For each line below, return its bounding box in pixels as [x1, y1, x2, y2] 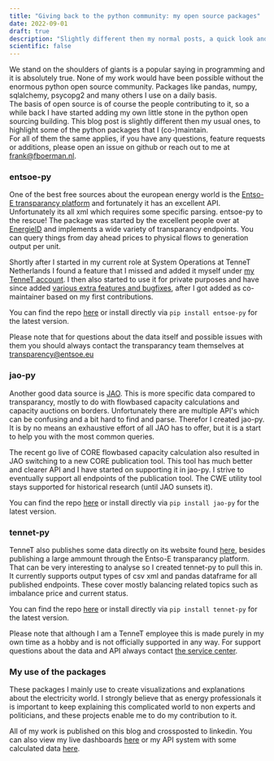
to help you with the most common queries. [9, 431, 155, 441]
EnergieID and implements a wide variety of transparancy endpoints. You [9, 225, 254, 234]
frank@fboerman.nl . [9, 151, 76, 161]
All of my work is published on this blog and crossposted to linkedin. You [9, 726, 253, 737]
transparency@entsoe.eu [9, 349, 94, 359]
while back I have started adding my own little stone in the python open [9, 107, 249, 118]
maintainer [9, 292, 46, 302]
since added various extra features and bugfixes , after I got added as [9, 283, 241, 293]
